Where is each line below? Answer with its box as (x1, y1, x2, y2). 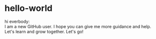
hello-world (4, 3, 53, 14)
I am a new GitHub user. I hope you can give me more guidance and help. (4, 23, 152, 29)
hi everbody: (4, 19, 30, 24)
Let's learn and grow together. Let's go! (4, 29, 84, 34)
